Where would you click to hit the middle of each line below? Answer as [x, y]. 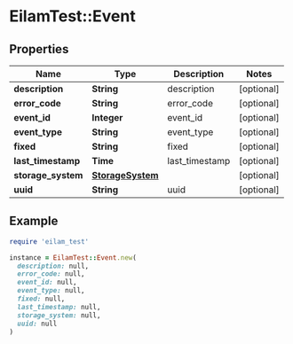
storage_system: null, [59, 315]
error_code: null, [51, 274]
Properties [39, 49]
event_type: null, [51, 291]
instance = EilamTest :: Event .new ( [73, 258]
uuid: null [37, 324]
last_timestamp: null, [59, 307]
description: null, [53, 266]
